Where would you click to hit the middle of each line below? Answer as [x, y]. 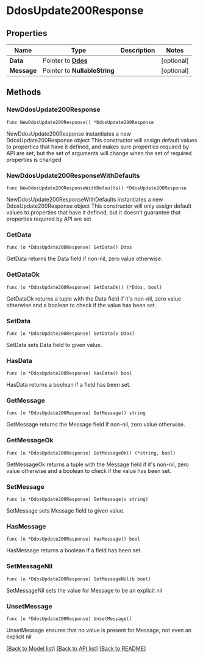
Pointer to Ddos [65, 60]
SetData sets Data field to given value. [54, 345]
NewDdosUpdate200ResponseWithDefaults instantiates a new [85, 199]
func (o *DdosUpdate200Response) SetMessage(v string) [77, 499]
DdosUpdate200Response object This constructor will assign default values [102, 140]
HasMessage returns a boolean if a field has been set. [74, 550]
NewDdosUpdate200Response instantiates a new [69, 133]
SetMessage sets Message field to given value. [66, 511]
